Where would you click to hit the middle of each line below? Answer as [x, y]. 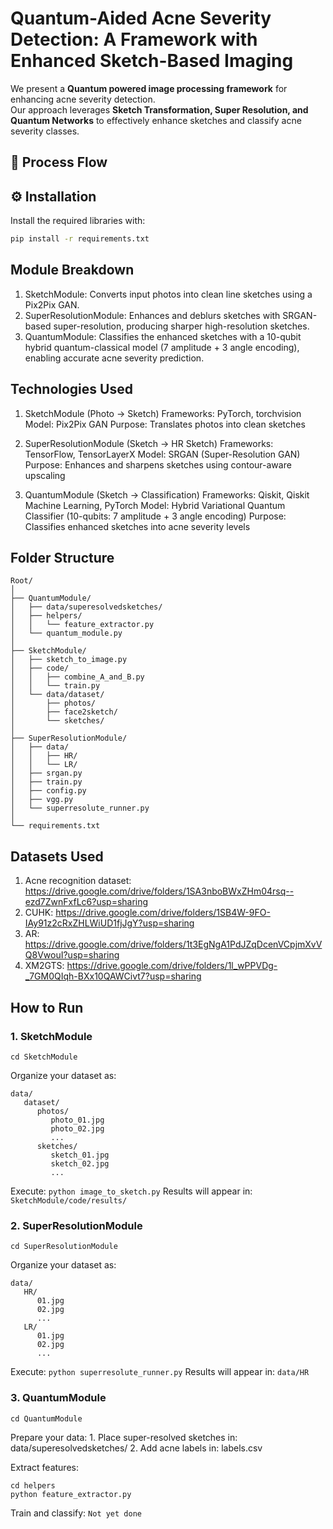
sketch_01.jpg [80, 1155]
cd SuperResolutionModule [64, 1247]
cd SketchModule [44, 1057]
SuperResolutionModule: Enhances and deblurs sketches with [152, 315]
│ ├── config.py [48, 791]
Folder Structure [62, 558]
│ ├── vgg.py [42, 800]
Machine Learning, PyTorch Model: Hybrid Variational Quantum [155, 505]
